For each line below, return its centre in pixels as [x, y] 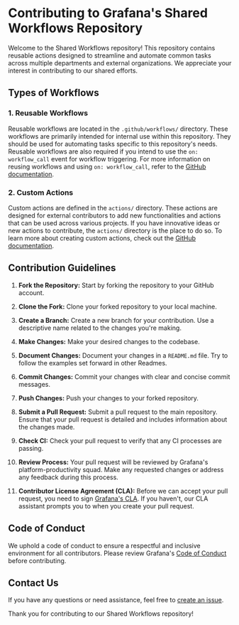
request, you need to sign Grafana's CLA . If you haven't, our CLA [113, 498]
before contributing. [37, 560]
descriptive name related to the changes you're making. [100, 328]
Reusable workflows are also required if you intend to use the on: [103, 151]
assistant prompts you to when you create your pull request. [106, 506]
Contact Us [33, 583]
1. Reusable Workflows [48, 113]
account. [31, 292]
